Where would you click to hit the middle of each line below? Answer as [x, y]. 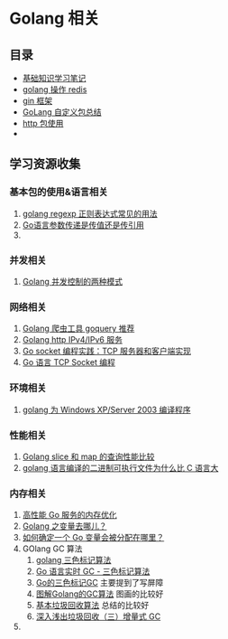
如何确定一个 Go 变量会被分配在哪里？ [93, 538]
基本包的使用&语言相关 [59, 193]
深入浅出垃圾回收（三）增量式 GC [98, 616]
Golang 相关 [55, 19]
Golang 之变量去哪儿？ [64, 526]
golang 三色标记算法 [73, 560]
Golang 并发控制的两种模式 [73, 281]
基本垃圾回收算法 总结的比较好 [92, 606]
